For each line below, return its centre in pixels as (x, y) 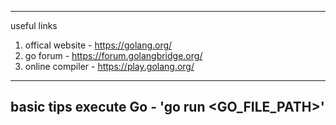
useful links (34, 25)
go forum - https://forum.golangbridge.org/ (113, 55)
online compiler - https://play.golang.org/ (109, 66)
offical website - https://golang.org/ (98, 45)
